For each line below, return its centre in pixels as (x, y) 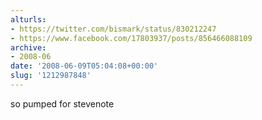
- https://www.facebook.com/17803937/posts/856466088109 (131, 38)
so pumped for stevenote (62, 103)
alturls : (28, 19)
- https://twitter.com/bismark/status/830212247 (113, 29)
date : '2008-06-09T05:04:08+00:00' (84, 66)
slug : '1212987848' (51, 76)
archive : (28, 47)
